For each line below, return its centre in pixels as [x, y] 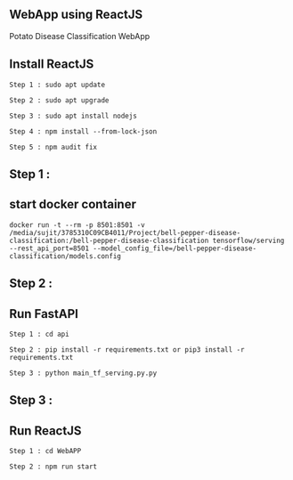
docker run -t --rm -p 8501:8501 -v [77, 225]
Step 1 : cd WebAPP [45, 452]
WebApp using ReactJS [76, 15]
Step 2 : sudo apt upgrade [59, 100]
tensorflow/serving [248, 240]
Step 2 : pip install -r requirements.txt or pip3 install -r [127, 350]
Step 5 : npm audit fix [53, 147]
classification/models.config [65, 256]
